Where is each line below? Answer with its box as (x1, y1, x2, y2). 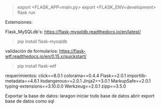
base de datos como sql (5, 98, 54, 104)
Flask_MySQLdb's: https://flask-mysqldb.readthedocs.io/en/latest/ (5, 29, 141, 34)
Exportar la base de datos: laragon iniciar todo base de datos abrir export (5, 93, 155, 99)
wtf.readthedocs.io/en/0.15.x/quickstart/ (5, 53, 87, 59)
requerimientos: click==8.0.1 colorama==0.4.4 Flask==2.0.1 (5, 73, 126, 79)
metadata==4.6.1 (5, 78, 40, 84)
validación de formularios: (5, 48, 58, 54)
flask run (17, 9, 36, 15)
